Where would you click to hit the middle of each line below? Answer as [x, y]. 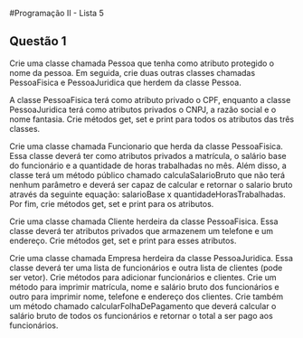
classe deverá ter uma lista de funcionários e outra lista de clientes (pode [146, 268]
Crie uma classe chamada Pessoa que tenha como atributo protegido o [142, 63]
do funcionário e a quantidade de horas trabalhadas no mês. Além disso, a [148, 165]
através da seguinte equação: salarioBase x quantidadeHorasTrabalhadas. [148, 194]
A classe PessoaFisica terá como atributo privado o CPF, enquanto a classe [150, 99]
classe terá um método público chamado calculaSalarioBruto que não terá [147, 174]
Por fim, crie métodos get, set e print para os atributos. [112, 203]
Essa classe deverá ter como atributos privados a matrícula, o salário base [148, 155]
